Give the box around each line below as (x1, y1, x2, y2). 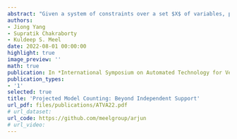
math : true (7, 62, 39, 69)
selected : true (7, 88, 52, 95)
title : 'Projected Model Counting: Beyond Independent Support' (7, 95, 200, 102)
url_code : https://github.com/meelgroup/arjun (7, 114, 147, 121)
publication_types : (7, 75, 65, 83)
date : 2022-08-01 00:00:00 (7, 43, 87, 50)
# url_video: (7, 121, 46, 128)
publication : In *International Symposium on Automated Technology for (7, 69, 222, 76)
